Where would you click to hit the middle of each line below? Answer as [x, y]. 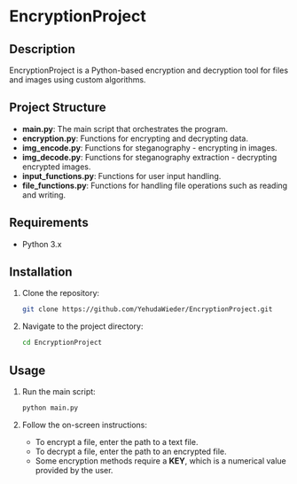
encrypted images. [56, 167]
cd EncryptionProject [62, 343]
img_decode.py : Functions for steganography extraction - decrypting [149, 157]
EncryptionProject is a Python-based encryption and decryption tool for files [149, 70]
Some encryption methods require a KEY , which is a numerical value [160, 461]
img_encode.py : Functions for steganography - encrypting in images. [149, 147]
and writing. [44, 195]
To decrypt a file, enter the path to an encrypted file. [131, 451]
